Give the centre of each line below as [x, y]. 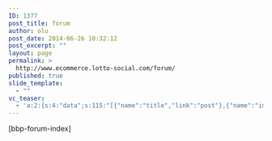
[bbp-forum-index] [40, 129]
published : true [36, 76]
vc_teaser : [27, 98]
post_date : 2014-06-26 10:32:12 [63, 38]
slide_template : [36, 83]
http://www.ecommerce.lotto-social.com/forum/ [96, 68]
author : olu [28, 31]
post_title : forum [39, 23]
